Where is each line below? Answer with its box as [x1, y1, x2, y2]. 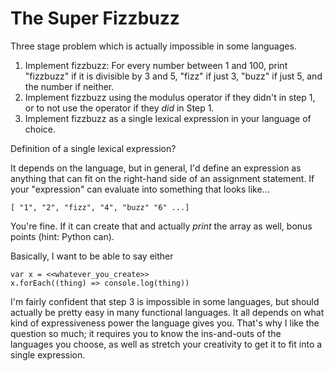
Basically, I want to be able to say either [10, 250, 174, 262]
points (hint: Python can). [10, 230, 115, 242]
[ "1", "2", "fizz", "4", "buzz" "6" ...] [10, 202, 190, 212]
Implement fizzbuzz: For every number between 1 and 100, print [24, 59, 288, 71]
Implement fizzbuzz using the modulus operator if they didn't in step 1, [24, 91, 316, 103]
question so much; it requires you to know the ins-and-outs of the [10, 327, 282, 339]
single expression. [10, 348, 86, 361]
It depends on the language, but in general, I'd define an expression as [10, 162, 302, 174]
